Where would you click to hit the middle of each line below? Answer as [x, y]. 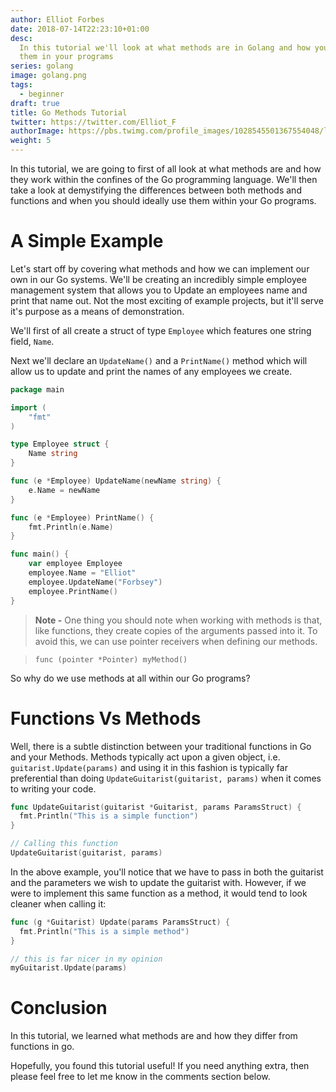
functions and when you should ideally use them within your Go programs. [163, 200]
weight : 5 [31, 141]
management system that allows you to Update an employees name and [159, 290]
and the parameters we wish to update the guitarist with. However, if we [158, 882]
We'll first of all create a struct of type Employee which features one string [161, 330]
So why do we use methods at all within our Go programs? [130, 678]
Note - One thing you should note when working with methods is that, [178, 620]
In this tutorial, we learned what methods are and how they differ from [154, 1036]
